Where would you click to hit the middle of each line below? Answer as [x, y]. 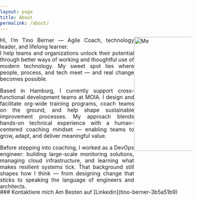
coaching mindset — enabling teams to [80, 129]
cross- [126, 91]
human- [124, 123]
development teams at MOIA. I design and [80, 97]
